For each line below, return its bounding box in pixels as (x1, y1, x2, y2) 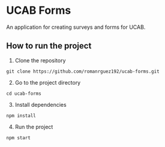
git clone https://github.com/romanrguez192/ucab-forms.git (6, 68, 160, 74)
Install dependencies (14, 101, 67, 108)
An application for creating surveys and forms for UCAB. (6, 23, 146, 31)
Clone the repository (14, 56, 66, 64)
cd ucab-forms (6, 91, 42, 97)
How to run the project (6, 41, 92, 51)
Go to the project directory (14, 79, 81, 86)
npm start (6, 134, 31, 141)
